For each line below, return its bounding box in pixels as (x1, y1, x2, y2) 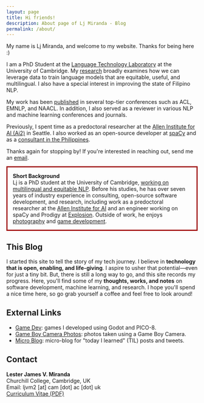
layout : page (6, 9, 39, 15)
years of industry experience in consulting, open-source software (13, 192, 177, 199)
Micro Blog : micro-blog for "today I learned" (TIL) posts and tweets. (15, 337, 185, 344)
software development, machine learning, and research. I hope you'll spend (6, 284, 195, 291)
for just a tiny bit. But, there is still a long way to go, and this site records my (6, 271, 196, 278)
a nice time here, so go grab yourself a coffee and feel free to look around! (6, 290, 193, 298)
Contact (6, 354, 38, 365)
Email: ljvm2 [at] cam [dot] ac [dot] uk (6, 384, 101, 391)
